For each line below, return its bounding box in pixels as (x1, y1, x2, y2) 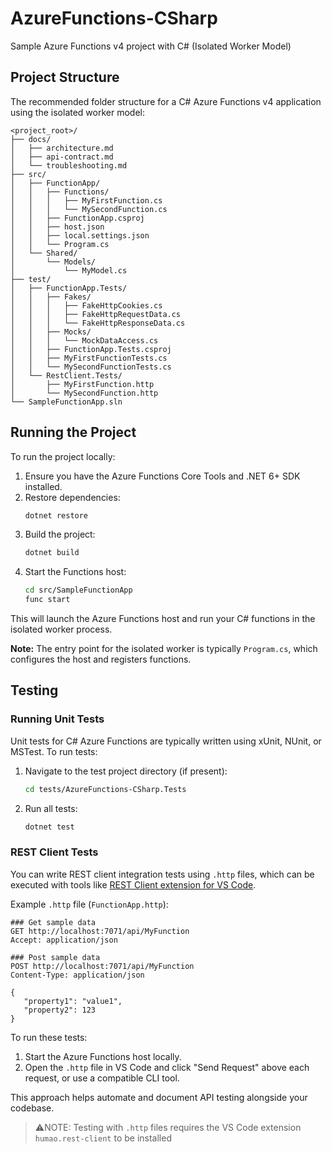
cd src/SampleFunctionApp (24, 585, 133, 596)
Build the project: (24, 528, 96, 541)
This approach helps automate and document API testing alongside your (10, 1091, 308, 1103)
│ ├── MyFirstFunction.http (10, 379, 155, 389)
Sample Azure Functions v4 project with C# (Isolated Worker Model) (10, 40, 292, 52)
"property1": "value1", (23, 996, 123, 1006)
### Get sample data (10, 917, 97, 927)
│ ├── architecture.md (10, 143, 114, 153)
